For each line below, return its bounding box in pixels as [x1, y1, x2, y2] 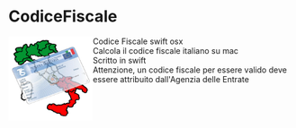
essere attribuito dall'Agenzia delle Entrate [93, 73, 249, 84]
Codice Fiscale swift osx [93, 36, 184, 47]
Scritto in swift [93, 55, 147, 65]
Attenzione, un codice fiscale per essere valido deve [93, 64, 287, 75]
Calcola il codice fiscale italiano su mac [93, 45, 239, 55]
